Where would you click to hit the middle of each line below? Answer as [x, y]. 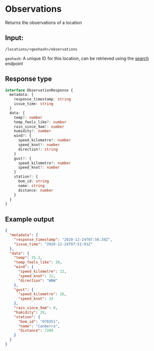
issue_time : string [34, 104]
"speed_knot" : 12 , [37, 276]
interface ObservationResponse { [39, 90]
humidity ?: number [33, 131]
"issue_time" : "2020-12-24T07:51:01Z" [53, 244]
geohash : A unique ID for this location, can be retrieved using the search [77, 58]
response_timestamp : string [42, 99]
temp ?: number [28, 117]
